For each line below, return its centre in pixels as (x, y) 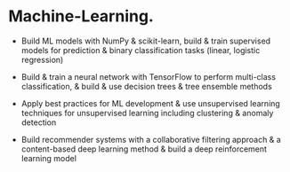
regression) (42, 59)
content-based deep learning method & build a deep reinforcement (144, 149)
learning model (49, 158)
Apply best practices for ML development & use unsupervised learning (151, 103)
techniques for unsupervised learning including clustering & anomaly (147, 113)
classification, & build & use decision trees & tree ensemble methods (146, 86)
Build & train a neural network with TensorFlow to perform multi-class (149, 76)
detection (39, 122)
